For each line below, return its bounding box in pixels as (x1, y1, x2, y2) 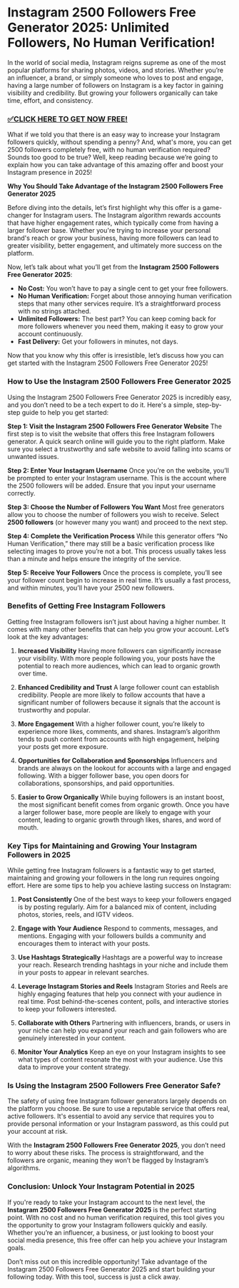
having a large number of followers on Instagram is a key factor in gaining (7, 81, 223, 89)
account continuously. (17, 330, 83, 338)
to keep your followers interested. (17, 1005, 117, 1014)
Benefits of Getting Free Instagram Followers (7, 601, 166, 611)
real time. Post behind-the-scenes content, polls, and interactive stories (17, 997, 229, 1006)
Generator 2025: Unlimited (7, 19, 170, 36)
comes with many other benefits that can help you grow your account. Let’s (7, 625, 230, 633)
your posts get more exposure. (17, 742, 108, 750)
